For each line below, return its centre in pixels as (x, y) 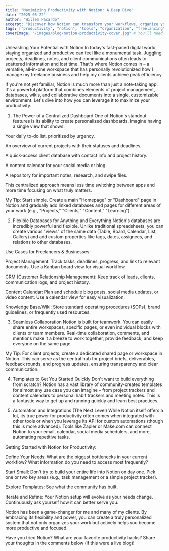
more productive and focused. (36, 528)
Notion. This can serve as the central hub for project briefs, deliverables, (80, 359)
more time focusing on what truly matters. (49, 190)
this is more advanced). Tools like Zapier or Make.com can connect (82, 426)
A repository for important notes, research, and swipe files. (66, 175)
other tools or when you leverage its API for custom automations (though (88, 421)
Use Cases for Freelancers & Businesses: (48, 252)
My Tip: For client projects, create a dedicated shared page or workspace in (84, 353)
